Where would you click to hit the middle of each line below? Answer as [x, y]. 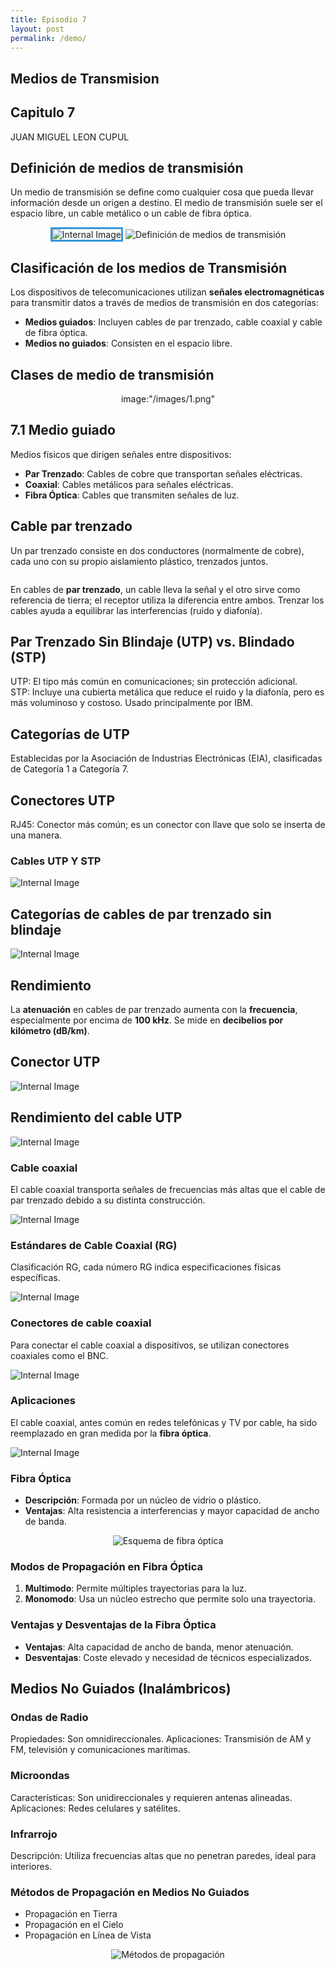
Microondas [40, 1776]
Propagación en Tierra [71, 1914]
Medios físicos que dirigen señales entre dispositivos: [121, 454]
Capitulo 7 [43, 112]
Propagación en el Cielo [74, 1925]
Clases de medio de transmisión [112, 374]
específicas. [35, 1278]
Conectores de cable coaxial [81, 1323]
